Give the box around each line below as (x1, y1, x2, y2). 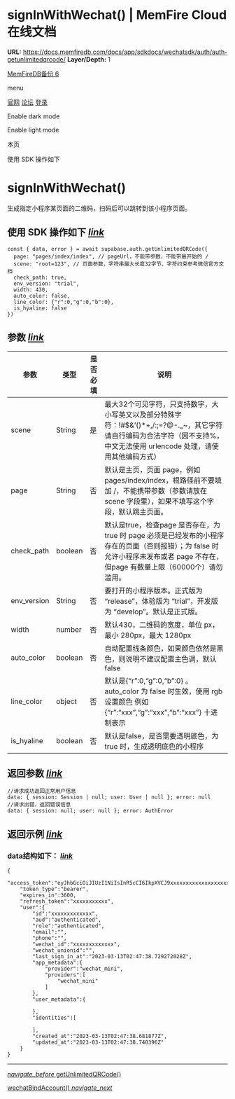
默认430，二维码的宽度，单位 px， (104, 620, 220, 630)
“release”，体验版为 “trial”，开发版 (104, 596, 219, 606)
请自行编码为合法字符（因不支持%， (104, 431, 224, 441)
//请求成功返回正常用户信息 (7, 788, 77, 795)
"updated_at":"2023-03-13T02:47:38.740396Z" (32, 1039, 164, 1046)
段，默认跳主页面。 (104, 506, 168, 516)
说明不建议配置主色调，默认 (125, 654, 217, 663)
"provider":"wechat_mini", (44, 965, 124, 972)
